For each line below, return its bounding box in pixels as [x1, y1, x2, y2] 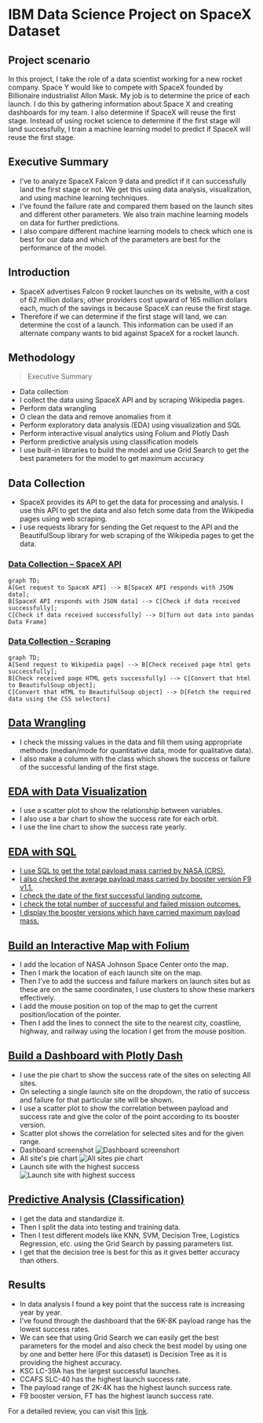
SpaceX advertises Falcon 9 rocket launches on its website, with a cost [19, 287, 250, 296]
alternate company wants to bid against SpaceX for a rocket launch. [19, 328, 239, 338]
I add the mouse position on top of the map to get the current [19, 1001, 218, 1011]
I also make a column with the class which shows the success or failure [19, 754, 251, 763]
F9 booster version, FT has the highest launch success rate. [19, 1391, 214, 1400]
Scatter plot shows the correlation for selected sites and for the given [19, 1129, 244, 1138]
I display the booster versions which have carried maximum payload [19, 908, 241, 917]
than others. [19, 1255, 59, 1265]
